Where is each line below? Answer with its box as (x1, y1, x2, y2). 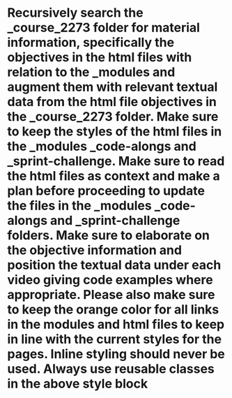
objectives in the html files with (7, 50, 192, 66)
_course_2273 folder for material (7, 20, 201, 36)
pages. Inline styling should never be (7, 346, 225, 362)
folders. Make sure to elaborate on (7, 228, 210, 244)
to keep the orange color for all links (7, 302, 219, 318)
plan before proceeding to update (7, 183, 206, 199)
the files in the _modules (7, 198, 152, 214)
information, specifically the (7, 35, 175, 50)
